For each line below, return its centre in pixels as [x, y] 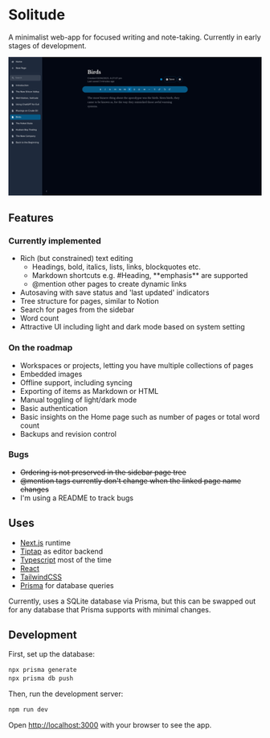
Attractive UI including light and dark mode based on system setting [132, 327]
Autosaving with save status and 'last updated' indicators [115, 292]
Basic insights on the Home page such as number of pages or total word [140, 417]
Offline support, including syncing [76, 382]
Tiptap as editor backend [61, 551]
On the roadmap [41, 348]
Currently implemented [55, 241]
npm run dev [28, 710]
